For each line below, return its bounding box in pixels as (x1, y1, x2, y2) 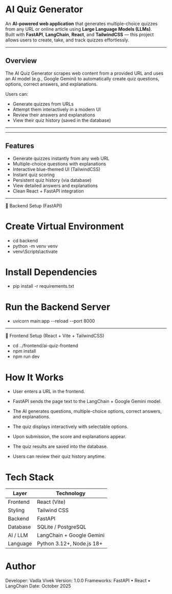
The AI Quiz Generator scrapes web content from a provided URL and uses (5, 70, 164, 76)
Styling (8, 507, 25, 514)
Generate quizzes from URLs (12, 101, 74, 107)
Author (5, 561, 36, 572)
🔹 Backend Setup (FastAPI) (5, 202, 62, 208)
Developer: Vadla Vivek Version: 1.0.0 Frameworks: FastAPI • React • (5, 578, 151, 584)
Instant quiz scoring (12, 172, 55, 178)
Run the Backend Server (5, 301, 111, 313)
